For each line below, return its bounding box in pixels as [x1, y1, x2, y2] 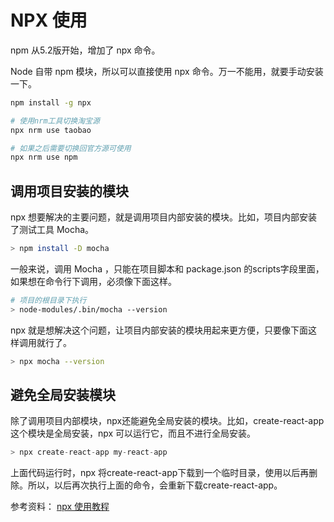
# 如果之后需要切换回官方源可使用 [10, 143, 132, 153]
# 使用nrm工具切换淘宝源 [10, 116, 100, 126]
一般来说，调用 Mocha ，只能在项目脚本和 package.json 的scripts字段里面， [10, 263, 325, 275]
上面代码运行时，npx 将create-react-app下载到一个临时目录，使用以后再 [10, 467, 310, 479]
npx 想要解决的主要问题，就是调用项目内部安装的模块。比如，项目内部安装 [10, 211, 318, 223]
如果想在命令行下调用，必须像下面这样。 [10, 276, 177, 287]
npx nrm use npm [10, 152, 78, 163]
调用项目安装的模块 [10, 182, 129, 200]
